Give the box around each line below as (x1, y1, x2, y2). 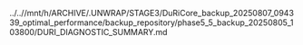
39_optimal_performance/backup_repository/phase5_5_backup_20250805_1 (9, 17, 294, 28)
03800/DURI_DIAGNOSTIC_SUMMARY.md (9, 27, 168, 37)
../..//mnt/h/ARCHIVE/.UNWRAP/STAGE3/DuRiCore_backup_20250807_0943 (9, 8, 295, 18)
